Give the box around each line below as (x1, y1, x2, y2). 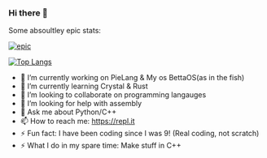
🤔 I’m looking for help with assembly (20, 99, 142, 109)
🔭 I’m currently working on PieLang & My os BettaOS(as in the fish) (20, 73, 245, 83)
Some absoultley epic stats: (8, 26, 102, 36)
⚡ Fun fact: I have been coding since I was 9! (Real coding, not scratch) (20, 129, 260, 139)
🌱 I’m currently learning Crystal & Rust (20, 81, 148, 92)
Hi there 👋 (8, 7, 49, 19)
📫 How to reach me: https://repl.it (20, 117, 136, 126)
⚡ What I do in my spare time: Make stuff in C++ (20, 141, 182, 151)
